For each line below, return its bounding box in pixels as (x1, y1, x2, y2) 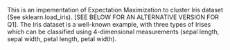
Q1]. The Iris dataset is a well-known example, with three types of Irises (7, 21, 211, 28)
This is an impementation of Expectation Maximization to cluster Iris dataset (7, 6, 224, 14)
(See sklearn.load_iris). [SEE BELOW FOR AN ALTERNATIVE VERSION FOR (7, 13, 220, 21)
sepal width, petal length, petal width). (7, 35, 116, 43)
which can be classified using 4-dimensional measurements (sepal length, (7, 27, 220, 36)
